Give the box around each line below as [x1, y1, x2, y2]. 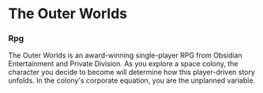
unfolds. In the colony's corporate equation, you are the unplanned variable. [8, 76, 255, 85]
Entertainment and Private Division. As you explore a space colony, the [8, 59, 239, 69]
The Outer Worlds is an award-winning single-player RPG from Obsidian [8, 50, 242, 60]
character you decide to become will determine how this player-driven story [8, 68, 255, 77]
